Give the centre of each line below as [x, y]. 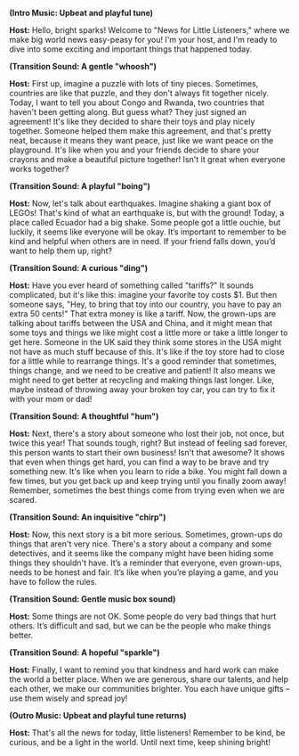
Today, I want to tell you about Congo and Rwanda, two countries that [137, 103]
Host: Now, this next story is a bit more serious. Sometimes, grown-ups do [146, 534]
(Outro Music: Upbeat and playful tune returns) [98, 715]
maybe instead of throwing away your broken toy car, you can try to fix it [142, 390]
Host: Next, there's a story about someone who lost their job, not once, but [147, 433]
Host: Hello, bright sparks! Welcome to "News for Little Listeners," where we [149, 30]
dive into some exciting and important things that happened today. [131, 49]
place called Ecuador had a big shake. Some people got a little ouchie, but [145, 222]
